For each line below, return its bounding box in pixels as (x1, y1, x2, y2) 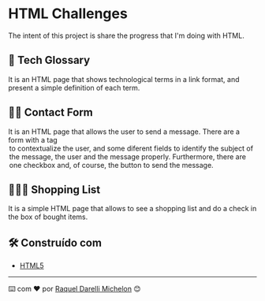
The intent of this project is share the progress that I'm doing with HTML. (8, 31, 244, 40)
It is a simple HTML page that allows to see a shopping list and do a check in (8, 204, 257, 214)
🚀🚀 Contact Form (8, 106, 93, 119)
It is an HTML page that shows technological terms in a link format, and (8, 74, 240, 84)
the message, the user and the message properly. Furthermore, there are (9, 151, 247, 162)
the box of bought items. (8, 212, 88, 221)
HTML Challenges (8, 5, 128, 23)
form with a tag (8, 135, 58, 144)
